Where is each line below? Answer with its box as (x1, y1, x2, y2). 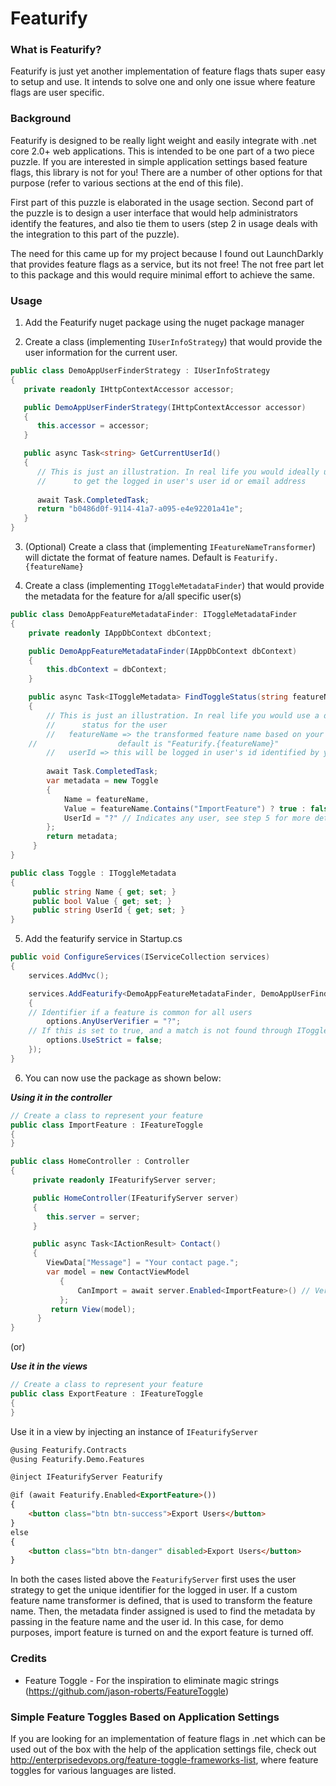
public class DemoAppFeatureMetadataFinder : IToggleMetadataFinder (10, 610, 298, 620)
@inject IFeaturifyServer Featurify (10, 1472, 163, 1482)
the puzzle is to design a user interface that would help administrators (10, 207, 298, 219)
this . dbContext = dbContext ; (46, 665, 168, 675)
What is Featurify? (10, 43, 102, 57)
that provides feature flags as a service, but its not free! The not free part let (10, 258, 324, 270)
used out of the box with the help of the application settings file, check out (10, 1743, 317, 1755)
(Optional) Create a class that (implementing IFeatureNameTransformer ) (24, 541, 317, 553)
